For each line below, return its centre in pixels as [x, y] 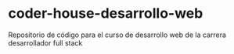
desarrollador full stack [45, 42]
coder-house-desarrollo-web [106, 13]
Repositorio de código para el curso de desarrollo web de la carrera [117, 35]
